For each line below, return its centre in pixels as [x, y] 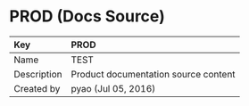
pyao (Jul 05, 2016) [113, 88]
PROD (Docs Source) [87, 16]
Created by [37, 88]
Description [38, 74]
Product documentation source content [153, 74]
